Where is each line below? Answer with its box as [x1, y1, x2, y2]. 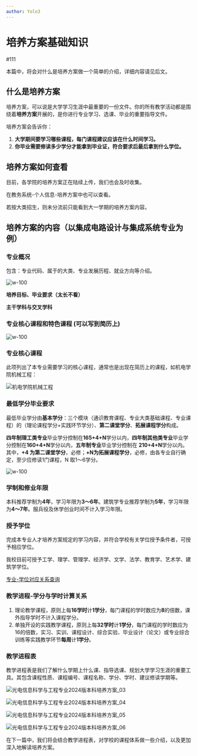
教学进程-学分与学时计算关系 [6, 592, 87, 600]
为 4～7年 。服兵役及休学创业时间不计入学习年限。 [6, 505, 126, 512]
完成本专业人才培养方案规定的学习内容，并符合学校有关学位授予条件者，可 [6, 536, 186, 543]
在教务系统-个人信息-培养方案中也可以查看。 [6, 191, 114, 198]
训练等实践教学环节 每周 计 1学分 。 [14, 636, 94, 643]
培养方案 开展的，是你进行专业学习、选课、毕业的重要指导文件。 [16, 111, 171, 118]
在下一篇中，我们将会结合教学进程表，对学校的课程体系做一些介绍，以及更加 [6, 736, 191, 743]
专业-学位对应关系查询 [6, 576, 60, 583]
